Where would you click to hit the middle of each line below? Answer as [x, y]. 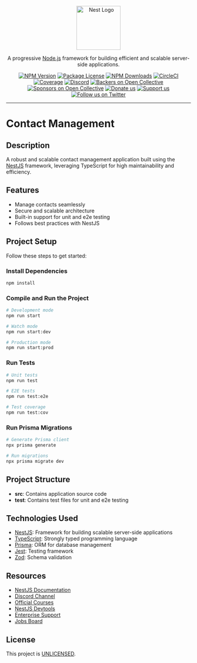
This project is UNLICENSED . [41, 654]
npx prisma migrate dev [35, 461]
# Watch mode [22, 326]
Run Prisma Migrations [39, 427]
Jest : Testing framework [44, 551]
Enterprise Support [38, 615]
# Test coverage [26, 407]
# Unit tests [22, 375]
